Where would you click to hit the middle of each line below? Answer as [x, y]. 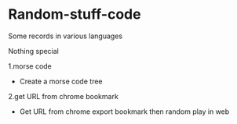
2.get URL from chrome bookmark [64, 96]
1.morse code [30, 66]
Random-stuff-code [75, 14]
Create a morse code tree [61, 81]
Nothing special [33, 51]
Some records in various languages [66, 36]
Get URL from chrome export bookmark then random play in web [124, 112]
